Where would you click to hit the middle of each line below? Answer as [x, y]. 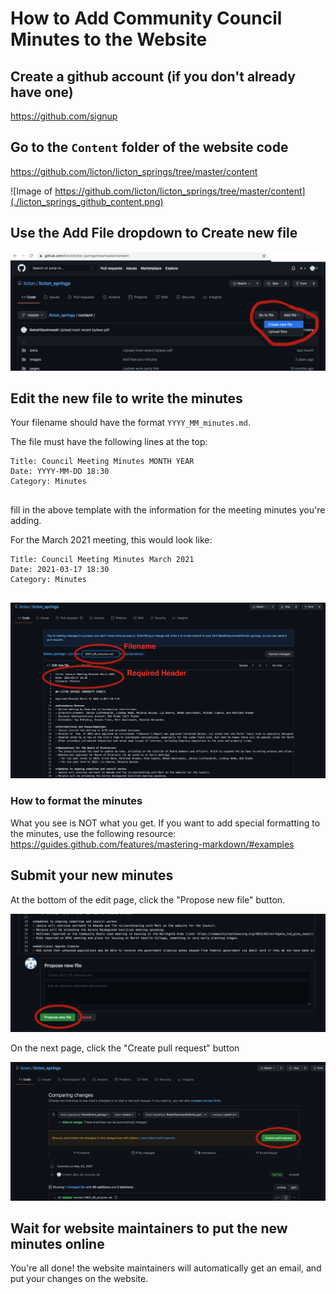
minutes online [57, 1243]
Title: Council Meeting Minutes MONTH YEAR [102, 462]
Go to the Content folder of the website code [149, 147]
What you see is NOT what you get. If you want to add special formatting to [165, 823]
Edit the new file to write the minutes [126, 398]
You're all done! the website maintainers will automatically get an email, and [166, 1268]
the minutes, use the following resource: [93, 833]
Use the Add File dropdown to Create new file [154, 233]
